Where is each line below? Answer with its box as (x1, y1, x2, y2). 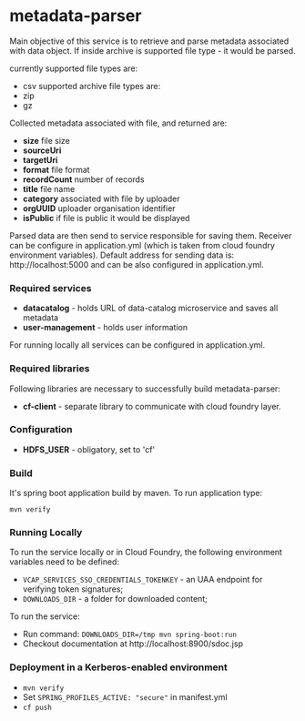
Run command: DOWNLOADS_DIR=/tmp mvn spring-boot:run (22, 629, 237, 640)
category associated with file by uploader (22, 193, 180, 204)
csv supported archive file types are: (22, 80, 161, 91)
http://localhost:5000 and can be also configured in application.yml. (9, 259, 264, 269)
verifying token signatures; (22, 584, 124, 594)
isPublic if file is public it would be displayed (22, 212, 190, 223)
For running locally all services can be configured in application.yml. (9, 340, 266, 350)
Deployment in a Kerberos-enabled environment (9, 661, 228, 674)
